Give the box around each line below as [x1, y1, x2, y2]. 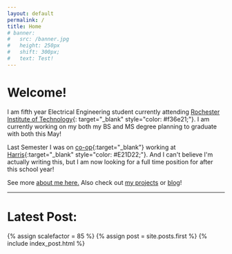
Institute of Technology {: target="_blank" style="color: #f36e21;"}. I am [7, 115, 210, 123]
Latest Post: [7, 208, 77, 224]
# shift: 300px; [7, 49, 60, 56]
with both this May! [7, 129, 62, 138]
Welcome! [7, 84, 67, 100]
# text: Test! [7, 55, 54, 62]
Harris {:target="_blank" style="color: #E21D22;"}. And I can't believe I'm [7, 150, 213, 159]
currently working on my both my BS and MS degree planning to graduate [7, 122, 217, 130]
